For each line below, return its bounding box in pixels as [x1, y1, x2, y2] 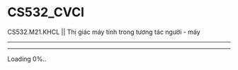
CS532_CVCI [7, 4, 85, 21]
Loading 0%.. [7, 54, 47, 63]
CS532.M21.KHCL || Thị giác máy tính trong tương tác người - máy [7, 28, 200, 36]
